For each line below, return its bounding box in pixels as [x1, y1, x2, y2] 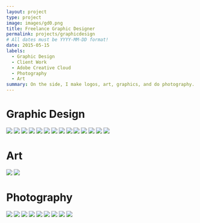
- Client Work [11, 59, 47, 65]
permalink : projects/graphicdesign [6, 31, 95, 37]
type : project [6, 14, 42, 20]
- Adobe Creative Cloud [11, 64, 71, 71]
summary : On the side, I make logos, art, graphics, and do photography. [6, 82, 195, 88]
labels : [6, 48, 26, 54]
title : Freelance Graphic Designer [6, 25, 95, 32]
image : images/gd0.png [6, 20, 63, 26]
